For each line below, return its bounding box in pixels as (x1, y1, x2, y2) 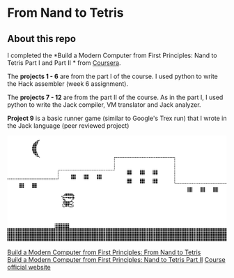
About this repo (7, 33, 77, 45)
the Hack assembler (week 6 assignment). (7, 80, 129, 88)
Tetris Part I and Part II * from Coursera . (7, 59, 121, 67)
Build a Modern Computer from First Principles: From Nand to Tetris (7, 248, 201, 256)
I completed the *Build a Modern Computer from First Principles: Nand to (7, 51, 217, 59)
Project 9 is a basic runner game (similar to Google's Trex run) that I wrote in (7, 114, 228, 122)
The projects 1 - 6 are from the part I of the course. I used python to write (7, 72, 218, 80)
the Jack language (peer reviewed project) (7, 122, 130, 130)
